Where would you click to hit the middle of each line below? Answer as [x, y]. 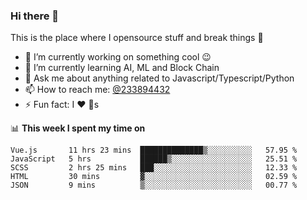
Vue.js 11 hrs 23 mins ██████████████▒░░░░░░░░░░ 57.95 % [154, 150]
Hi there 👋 [35, 16]
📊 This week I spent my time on [78, 128]
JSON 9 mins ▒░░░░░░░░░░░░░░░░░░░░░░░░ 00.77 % [154, 185]
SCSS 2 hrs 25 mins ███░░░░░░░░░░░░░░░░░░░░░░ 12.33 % [154, 168]
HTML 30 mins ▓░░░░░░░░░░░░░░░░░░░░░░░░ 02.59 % [154, 177]
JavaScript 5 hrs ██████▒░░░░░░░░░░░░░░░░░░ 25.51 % [154, 159]
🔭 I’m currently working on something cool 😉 [118, 57]
